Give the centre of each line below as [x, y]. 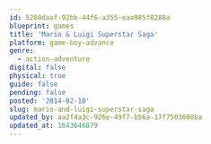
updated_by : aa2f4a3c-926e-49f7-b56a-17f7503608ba [106, 117]
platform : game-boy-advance [62, 42]
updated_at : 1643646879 [54, 126]
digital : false [38, 68]
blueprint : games [42, 26]
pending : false [38, 92]
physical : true [38, 76]
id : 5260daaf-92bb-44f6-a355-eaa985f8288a [90, 17]
